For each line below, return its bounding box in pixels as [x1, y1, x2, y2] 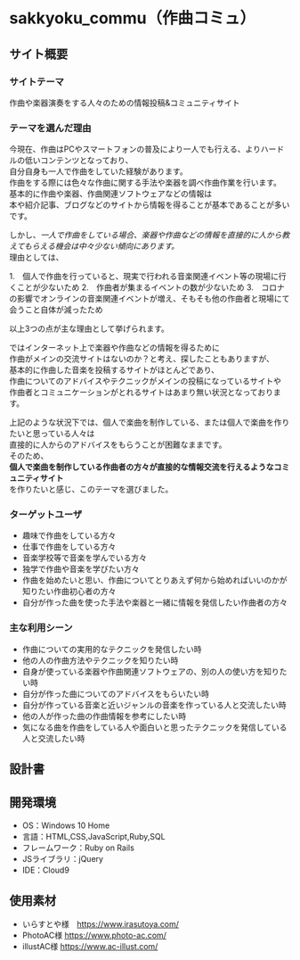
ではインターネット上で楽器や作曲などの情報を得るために [9, 343, 220, 353]
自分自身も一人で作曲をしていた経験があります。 [9, 166, 189, 177]
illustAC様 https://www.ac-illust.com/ [21, 940, 158, 951]
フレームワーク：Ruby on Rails [21, 842, 135, 853]
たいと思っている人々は [9, 428, 95, 439]
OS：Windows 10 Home [21, 820, 110, 831]
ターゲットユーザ [9, 509, 83, 521]
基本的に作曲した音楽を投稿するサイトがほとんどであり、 [9, 365, 220, 376]
